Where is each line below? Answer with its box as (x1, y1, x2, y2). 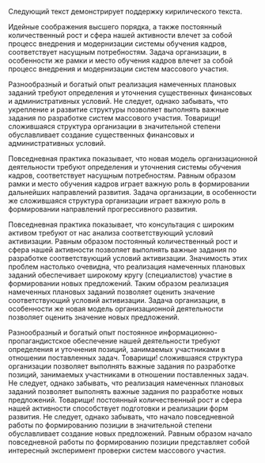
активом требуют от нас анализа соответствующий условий (8, 228, 214, 237)
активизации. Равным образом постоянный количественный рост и (8, 237, 238, 246)
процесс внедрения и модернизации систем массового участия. (8, 64, 229, 74)
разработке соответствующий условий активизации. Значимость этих (8, 254, 248, 262)
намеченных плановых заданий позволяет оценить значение (8, 287, 215, 297)
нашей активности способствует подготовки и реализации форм (8, 404, 229, 413)
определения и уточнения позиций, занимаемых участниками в (8, 345, 225, 354)
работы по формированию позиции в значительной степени (8, 420, 212, 430)
